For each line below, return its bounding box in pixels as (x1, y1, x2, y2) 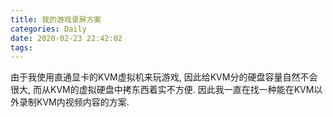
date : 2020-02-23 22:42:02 (10, 33, 123, 43)
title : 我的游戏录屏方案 (10, 14, 102, 25)
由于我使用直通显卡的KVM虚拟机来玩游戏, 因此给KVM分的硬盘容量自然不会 (10, 71, 318, 83)
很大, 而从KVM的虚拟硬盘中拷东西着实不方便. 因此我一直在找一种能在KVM (10, 84, 315, 96)
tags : (10, 42, 33, 53)
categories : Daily (10, 24, 87, 34)
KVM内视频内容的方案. (36, 96, 130, 108)
